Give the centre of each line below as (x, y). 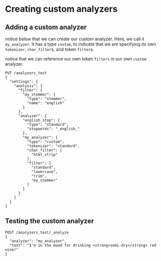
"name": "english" (46, 103)
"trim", (39, 176)
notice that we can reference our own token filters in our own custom (76, 59)
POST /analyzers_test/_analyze (37, 232)
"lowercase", (44, 172)
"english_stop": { (41, 120)
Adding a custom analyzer (46, 27)
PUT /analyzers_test (26, 73)
